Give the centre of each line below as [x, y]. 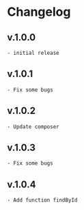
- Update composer [33, 127]
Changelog [39, 12]
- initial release [33, 53]
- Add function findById [42, 200]
